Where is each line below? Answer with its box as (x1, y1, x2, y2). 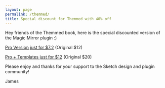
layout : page (5, 7, 32, 12)
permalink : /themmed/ (5, 12, 50, 17)
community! (5, 69, 30, 75)
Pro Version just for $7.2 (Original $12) (5, 45, 83, 51)
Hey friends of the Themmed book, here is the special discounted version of (5, 30, 161, 36)
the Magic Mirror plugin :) (5, 35, 57, 41)
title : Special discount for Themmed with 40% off (5, 16, 112, 21)
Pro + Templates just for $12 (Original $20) (5, 54, 92, 60)
